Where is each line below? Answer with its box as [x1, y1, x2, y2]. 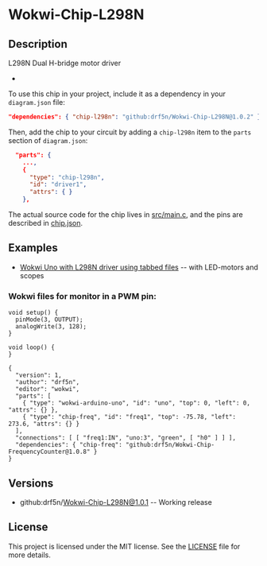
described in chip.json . [8, 219, 83, 227]
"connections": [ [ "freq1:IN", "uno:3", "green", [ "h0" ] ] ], [15, 434, 237, 442]
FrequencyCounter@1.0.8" [8, 448, 91, 456]
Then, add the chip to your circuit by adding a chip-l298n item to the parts [8, 127, 252, 137]
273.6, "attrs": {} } [8, 420, 80, 428]
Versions [8, 476, 54, 490]
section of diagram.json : [8, 135, 88, 145]
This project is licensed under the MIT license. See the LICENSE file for [8, 541, 241, 551]
